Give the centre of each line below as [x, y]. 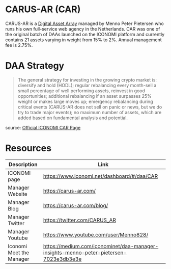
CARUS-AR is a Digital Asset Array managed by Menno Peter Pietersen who [84, 23]
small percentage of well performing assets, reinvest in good [81, 91]
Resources [28, 148]
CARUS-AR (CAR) [43, 9]
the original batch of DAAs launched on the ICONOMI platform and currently [85, 34]
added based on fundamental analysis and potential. [73, 118]
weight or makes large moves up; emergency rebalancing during [85, 101]
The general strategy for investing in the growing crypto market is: [87, 79]
